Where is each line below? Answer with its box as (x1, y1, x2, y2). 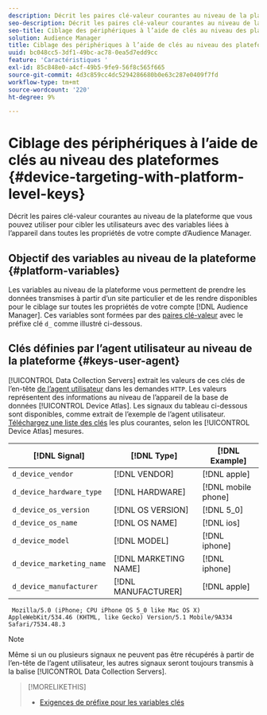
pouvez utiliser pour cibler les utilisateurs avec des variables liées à (8, 220, 229, 229)
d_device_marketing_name (12, 559, 106, 568)
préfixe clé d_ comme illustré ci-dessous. (8, 319, 143, 328)
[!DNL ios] (202, 517, 241, 528)
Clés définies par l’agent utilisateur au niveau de (8, 342, 253, 355)
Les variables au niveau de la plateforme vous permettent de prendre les (8, 285, 246, 295)
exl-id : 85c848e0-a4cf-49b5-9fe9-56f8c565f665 (8, 64, 165, 72)
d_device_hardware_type (12, 487, 103, 496)
